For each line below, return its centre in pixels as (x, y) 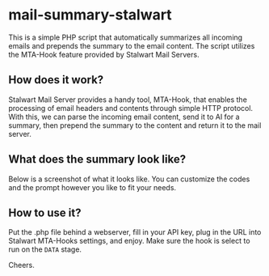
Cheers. (21, 265)
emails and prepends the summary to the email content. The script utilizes (132, 45)
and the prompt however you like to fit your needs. (92, 187)
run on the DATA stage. (45, 249)
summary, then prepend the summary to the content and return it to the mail (135, 125)
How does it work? (56, 80)
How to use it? (45, 212)
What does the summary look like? (97, 159)
